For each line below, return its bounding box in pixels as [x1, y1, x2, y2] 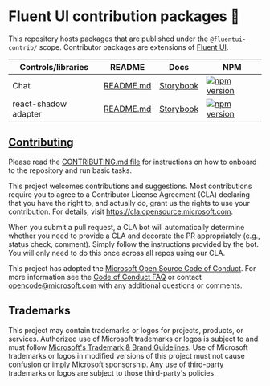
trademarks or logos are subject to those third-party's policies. [8, 368, 216, 377]
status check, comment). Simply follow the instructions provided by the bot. [8, 239, 260, 248]
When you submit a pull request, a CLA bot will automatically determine [8, 222, 245, 232]
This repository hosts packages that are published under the [8, 34, 209, 43]
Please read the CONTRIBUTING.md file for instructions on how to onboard [8, 157, 257, 166]
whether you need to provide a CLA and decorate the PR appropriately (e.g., [8, 231, 261, 240]
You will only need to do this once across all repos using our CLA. [8, 248, 226, 257]
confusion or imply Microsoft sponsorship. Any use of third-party [8, 359, 224, 369]
